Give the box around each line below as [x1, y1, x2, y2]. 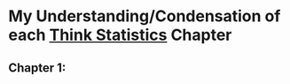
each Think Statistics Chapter [8, 25, 232, 45]
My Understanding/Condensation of [8, 6, 281, 27]
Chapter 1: [8, 60, 67, 75]
